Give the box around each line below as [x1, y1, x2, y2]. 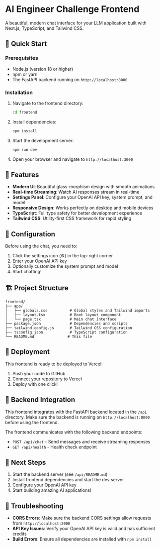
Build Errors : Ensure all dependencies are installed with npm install [12, 536, 152, 542]
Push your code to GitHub [12, 370, 66, 376]
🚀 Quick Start [5, 40, 47, 48]
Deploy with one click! [12, 381, 58, 387]
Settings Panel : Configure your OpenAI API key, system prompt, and [12, 194, 153, 200]
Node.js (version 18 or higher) [12, 66, 74, 72]
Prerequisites [5, 55, 38, 62]
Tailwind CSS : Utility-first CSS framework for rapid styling [12, 216, 132, 221]
